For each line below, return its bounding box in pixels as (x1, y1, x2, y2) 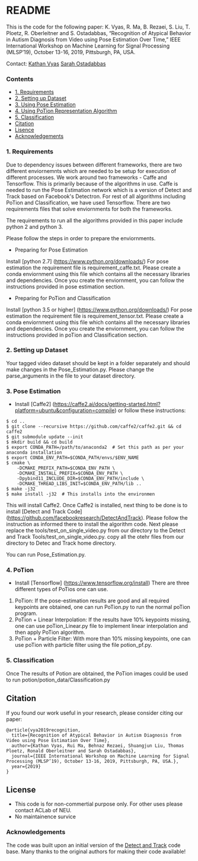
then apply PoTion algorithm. (14, 629, 85, 636)
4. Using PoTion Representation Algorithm (14, 108, 117, 115)
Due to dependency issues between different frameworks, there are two (6, 161, 183, 168)
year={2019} (11, 763, 41, 769)
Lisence (14, 126, 34, 134)
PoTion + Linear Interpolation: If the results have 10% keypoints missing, (14, 616, 191, 623)
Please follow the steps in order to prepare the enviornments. (6, 234, 156, 241)
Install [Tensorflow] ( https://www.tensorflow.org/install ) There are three (14, 579, 190, 586)
